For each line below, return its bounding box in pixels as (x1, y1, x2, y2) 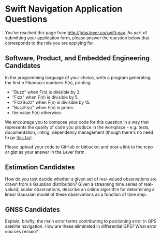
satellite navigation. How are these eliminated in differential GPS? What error (5, 223, 157, 229)
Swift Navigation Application (5, 3, 122, 15)
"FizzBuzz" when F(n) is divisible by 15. (12, 99, 91, 105)
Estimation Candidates (5, 163, 75, 172)
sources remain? (5, 229, 38, 235)
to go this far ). (5, 134, 33, 140)
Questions (5, 14, 47, 25)
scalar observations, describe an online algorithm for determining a (21, 186, 155, 192)
